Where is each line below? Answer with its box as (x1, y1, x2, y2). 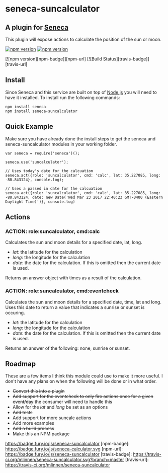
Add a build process (12, 426, 54, 432)
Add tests (12, 410, 33, 416)
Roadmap (5, 360, 36, 368)
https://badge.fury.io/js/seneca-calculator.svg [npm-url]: (5, 446, 123, 452)
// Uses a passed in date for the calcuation (5, 186, 102, 191)
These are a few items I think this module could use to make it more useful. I (5, 373, 163, 379)
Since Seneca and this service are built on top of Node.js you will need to (5, 89, 157, 95)
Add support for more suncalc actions (12, 415, 92, 421)
